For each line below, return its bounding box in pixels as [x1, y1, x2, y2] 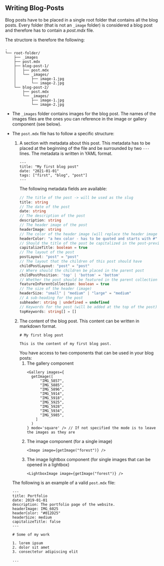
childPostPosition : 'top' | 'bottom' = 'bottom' [19, 272, 121, 277]
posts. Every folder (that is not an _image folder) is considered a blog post [5, 22, 153, 28]
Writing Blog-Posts [5, 4, 64, 12]
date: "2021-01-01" [19, 169, 60, 173]
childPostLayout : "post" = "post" [19, 263, 90, 269]
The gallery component [26, 360, 74, 366]
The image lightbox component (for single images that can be [26, 456, 151, 462]
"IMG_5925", [40, 399, 64, 405]
